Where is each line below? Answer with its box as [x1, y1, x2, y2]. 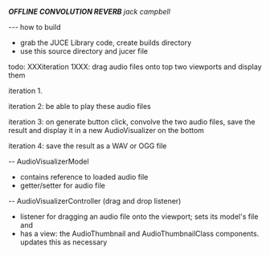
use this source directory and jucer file [19, 47, 149, 55]
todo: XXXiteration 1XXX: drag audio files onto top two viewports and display [8, 62, 262, 71]
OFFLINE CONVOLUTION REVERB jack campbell [8, 7, 171, 16]
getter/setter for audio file [19, 180, 106, 190]
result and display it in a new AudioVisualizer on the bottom [8, 126, 205, 135]
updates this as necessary [19, 237, 108, 247]
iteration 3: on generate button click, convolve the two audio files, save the [8, 117, 256, 127]
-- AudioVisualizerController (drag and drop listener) [8, 196, 182, 205]
